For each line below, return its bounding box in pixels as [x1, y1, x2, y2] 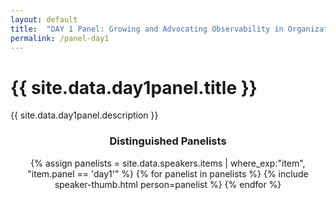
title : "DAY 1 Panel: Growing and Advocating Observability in [10, 24, 284, 34]
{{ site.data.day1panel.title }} [10, 76, 258, 99]
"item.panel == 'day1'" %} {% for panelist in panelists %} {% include [27, 167, 309, 180]
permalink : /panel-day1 [10, 33, 110, 43]
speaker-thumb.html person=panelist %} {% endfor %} [54, 178, 282, 190]
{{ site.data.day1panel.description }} [10, 109, 159, 121]
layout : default [10, 14, 78, 25]
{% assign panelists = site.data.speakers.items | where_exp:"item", [30, 157, 306, 169]
